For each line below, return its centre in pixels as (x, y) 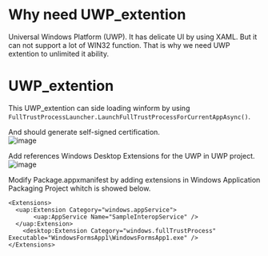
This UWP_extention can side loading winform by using (99, 108)
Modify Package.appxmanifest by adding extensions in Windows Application (134, 179)
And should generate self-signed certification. (84, 132)
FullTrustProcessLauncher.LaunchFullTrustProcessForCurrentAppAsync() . (129, 116)
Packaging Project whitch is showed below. (80, 188)
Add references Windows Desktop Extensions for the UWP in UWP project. (132, 156)
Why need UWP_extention (97, 15)
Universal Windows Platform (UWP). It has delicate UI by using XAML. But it (133, 37)
